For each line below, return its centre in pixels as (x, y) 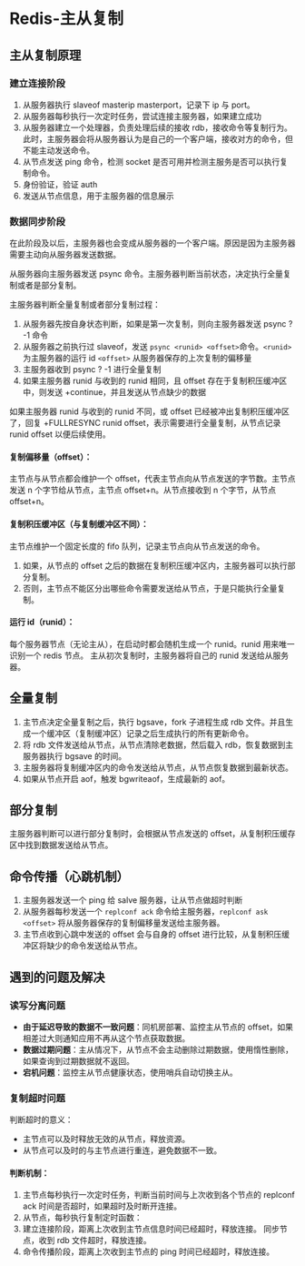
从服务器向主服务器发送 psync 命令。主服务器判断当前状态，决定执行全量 (146, 274)
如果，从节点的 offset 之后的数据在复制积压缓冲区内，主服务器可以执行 (155, 565)
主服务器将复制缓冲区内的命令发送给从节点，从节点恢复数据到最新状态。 (157, 767)
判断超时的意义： (41, 1119)
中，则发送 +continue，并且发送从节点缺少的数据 (114, 392)
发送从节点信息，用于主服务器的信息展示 (98, 196)
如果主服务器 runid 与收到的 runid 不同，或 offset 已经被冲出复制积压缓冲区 (150, 411)
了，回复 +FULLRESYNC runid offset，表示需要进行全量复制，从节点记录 (145, 423)
